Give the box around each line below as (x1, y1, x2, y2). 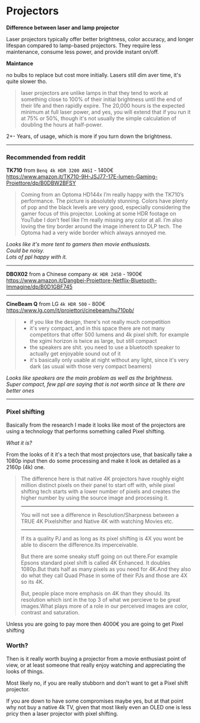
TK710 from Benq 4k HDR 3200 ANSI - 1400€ (6, 167, 114, 174)
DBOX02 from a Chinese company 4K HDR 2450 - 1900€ (6, 271, 143, 278)
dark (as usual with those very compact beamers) (29, 363, 152, 370)
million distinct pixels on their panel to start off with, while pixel (20, 481, 176, 488)
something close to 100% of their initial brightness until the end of (20, 96, 183, 103)
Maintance (6, 60, 34, 67)
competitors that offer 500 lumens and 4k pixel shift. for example (29, 331, 189, 338)
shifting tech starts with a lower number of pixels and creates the (20, 488, 180, 495)
